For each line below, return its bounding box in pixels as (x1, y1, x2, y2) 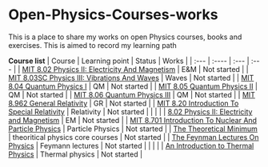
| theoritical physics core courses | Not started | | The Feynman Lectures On (8, 132, 259, 141)
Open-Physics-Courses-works (8, 6, 218, 24)
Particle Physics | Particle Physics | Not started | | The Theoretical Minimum (8, 124, 258, 133)
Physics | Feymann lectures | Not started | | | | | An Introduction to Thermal (8, 141, 254, 150)
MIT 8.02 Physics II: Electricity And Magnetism (22, 64, 176, 74)
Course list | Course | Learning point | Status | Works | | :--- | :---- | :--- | (8, 56, 250, 66)
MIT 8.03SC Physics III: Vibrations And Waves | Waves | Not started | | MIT (8, 73, 254, 82)
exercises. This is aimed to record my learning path (8, 40, 178, 50)
